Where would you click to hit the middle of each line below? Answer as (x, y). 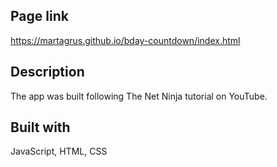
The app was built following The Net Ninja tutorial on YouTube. (139, 96)
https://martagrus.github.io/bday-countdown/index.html (125, 40)
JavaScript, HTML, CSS (59, 151)
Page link (39, 16)
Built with (40, 127)
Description (47, 72)
